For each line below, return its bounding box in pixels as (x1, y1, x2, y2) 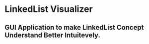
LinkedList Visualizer (4, 3, 93, 15)
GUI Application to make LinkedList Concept (4, 23, 144, 32)
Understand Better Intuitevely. (4, 31, 100, 39)
